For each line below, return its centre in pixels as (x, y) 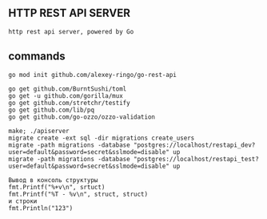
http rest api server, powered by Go (71, 31)
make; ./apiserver (39, 131)
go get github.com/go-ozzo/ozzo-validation (82, 117)
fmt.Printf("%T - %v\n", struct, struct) (78, 194)
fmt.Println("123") (41, 208)
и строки (23, 201)
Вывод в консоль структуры (53, 180)
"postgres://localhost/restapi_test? (196, 159)
